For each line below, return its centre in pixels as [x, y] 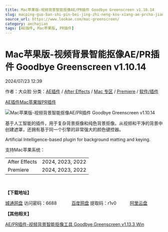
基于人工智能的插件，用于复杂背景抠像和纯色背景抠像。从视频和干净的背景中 [84, 123]
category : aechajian [27, 24]
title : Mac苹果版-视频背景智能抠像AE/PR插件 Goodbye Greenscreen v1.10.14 [80, 10]
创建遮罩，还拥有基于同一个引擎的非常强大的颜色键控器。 [64, 130]
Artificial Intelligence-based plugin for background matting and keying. [78, 140]
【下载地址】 [18, 193]
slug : [11, 14]
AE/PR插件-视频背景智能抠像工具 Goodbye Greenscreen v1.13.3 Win [75, 225]
